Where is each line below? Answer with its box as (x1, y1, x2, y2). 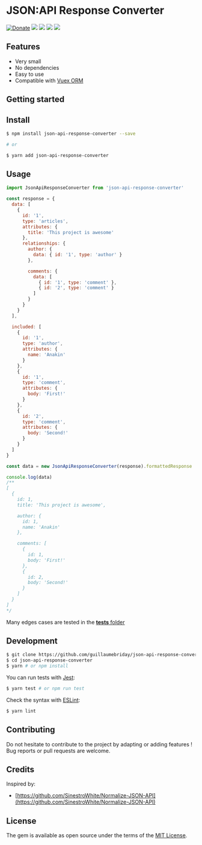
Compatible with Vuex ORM (14, 76, 84, 84)
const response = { (6, 196, 55, 202)
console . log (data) (6, 474, 52, 480)
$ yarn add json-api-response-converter (6, 152, 109, 158)
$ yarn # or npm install (6, 663, 69, 669)
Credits (6, 764, 35, 775)
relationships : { (22, 241, 66, 247)
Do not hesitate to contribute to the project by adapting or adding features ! (6, 740, 192, 748)
